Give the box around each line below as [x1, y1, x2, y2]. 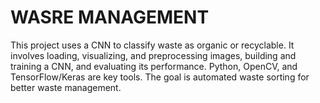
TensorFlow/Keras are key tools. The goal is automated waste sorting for [10, 71, 310, 83]
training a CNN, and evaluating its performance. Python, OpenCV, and [10, 60, 298, 72]
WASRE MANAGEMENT [10, 6, 210, 29]
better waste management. [10, 81, 122, 93]
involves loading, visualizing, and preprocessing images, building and [10, 49, 297, 61]
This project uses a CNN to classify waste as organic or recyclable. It [10, 39, 295, 51]
